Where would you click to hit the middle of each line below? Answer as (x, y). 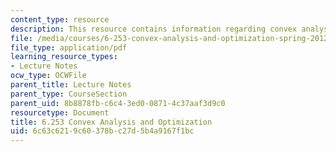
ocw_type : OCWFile (48, 76)
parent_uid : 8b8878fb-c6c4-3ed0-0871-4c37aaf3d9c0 (118, 103)
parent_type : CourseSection (69, 94)
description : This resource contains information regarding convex (154, 29)
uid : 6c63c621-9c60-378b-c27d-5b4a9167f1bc (102, 131)
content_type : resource (60, 19)
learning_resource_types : (64, 57)
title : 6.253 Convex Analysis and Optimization (111, 122)
